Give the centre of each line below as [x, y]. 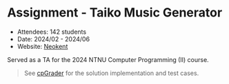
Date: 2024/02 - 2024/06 [53, 39]
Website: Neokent [42, 46]
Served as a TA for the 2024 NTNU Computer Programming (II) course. [108, 59]
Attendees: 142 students [52, 32]
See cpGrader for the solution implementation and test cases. [111, 73]
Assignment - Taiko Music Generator [115, 13]
